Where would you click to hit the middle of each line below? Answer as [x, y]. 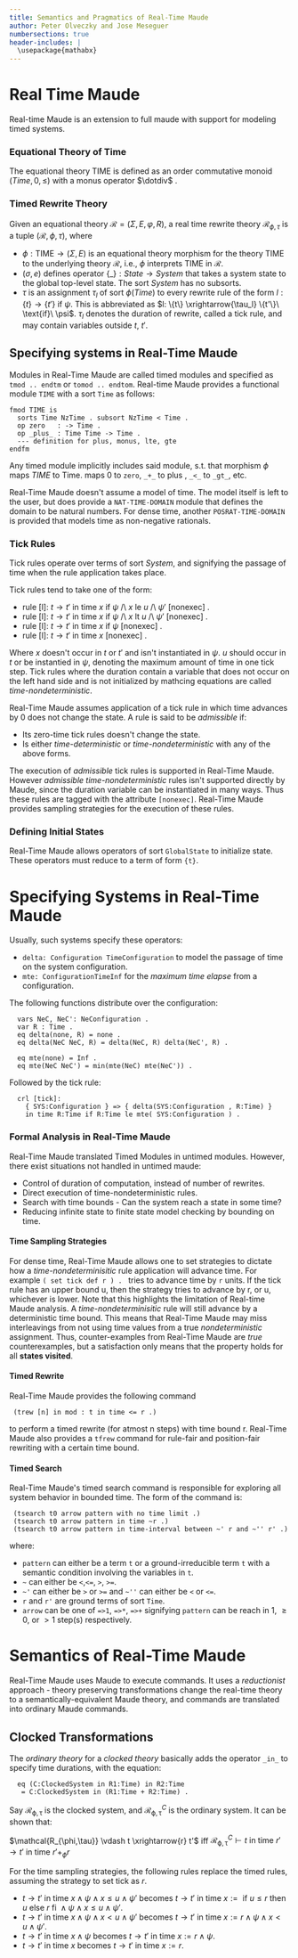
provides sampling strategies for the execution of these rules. [121, 809]
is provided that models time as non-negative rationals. [110, 520]
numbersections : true [49, 34]
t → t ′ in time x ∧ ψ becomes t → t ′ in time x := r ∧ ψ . [119, 1936]
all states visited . [41, 1356]
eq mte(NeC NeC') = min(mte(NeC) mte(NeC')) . [105, 1066]
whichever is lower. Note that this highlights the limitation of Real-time [137, 1299]
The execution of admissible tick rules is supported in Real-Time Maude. [142, 771]
